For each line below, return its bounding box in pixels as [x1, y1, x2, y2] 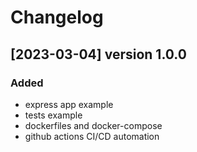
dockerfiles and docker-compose [24, 119, 163, 131]
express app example [24, 98, 114, 110]
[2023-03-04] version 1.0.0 [10, 46, 187, 63]
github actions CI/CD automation [24, 130, 160, 142]
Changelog [10, 6, 104, 29]
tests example [24, 109, 83, 121]
